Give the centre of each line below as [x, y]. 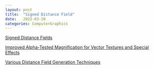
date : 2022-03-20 [25, 19]
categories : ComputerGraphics [37, 24]
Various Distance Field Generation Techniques [53, 62]
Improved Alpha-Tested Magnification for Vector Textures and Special [77, 47]
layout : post [19, 10]
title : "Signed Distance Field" [40, 14]
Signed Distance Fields [29, 38]
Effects [12, 53]
